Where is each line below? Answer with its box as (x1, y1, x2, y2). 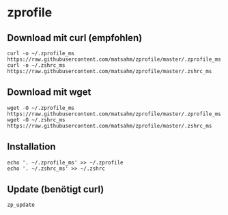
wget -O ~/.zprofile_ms (7, 104, 75, 111)
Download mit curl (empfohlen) (7, 32, 143, 44)
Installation (7, 141, 56, 153)
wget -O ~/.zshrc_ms (7, 116, 66, 124)
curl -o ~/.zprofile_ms (7, 50, 75, 57)
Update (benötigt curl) (7, 184, 104, 195)
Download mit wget (7, 87, 91, 98)
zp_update (7, 201, 35, 209)
